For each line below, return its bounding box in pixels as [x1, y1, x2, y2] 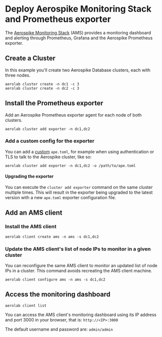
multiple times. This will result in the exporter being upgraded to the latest [5, 189, 153, 195]
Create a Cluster [5, 54, 56, 63]
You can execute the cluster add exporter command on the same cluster [5, 185, 153, 190]
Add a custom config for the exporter [5, 137, 95, 144]
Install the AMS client [5, 223, 57, 230]
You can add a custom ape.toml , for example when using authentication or [5, 149, 154, 154]
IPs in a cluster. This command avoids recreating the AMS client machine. [5, 268, 152, 274]
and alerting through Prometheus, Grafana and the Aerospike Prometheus [5, 35, 153, 41]
